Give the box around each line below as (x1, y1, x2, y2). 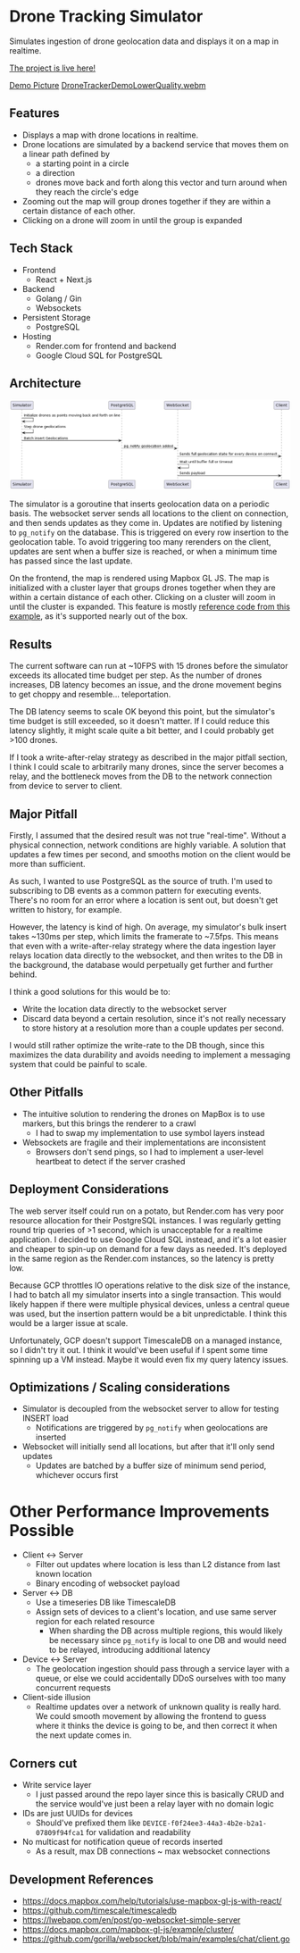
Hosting (21, 330, 52, 341)
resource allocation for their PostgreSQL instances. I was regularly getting (9, 1214, 281, 1225)
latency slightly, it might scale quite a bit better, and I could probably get (9, 725, 274, 736)
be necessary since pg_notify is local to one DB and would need (48, 1635, 287, 1646)
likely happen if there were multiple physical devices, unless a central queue (9, 1298, 290, 1309)
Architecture (9, 375, 82, 390)
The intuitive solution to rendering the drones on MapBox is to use (21, 1108, 265, 1119)
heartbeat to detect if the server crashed (35, 1156, 186, 1166)
